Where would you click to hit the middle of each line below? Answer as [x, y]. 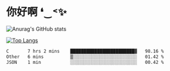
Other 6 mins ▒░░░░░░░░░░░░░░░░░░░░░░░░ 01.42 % [85, 57]
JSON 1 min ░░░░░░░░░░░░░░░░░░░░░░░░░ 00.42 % [85, 62]
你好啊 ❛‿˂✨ [36, 12]
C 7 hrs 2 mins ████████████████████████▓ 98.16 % [85, 51]
